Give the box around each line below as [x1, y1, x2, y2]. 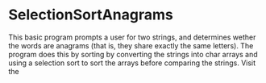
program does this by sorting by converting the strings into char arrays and [8, 49, 258, 59]
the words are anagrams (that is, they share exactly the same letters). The [8, 40, 254, 50]
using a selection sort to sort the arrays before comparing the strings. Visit [8, 58, 256, 68]
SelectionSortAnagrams [8, 6, 173, 24]
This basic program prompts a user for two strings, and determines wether [8, 32, 256, 42]
